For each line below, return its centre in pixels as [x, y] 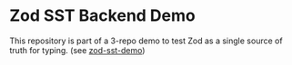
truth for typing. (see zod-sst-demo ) [77, 50]
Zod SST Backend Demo [102, 16]
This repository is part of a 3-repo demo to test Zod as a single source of [146, 41]
